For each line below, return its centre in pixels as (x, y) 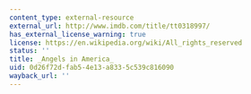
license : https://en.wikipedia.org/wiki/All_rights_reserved (126, 43)
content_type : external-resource (72, 17)
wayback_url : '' (39, 76)
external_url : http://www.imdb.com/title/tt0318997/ (110, 26)
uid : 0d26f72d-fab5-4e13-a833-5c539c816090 (92, 68)
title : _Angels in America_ (62, 59)
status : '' (30, 51)
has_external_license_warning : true (78, 34)
